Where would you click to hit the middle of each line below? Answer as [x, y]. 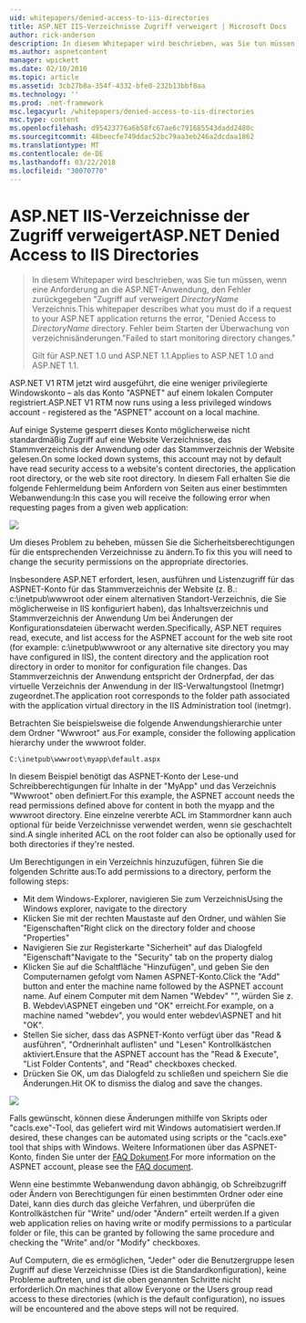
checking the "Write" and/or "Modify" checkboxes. [105, 1243]
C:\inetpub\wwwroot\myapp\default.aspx [85, 760]
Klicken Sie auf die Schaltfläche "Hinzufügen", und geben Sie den [146, 967]
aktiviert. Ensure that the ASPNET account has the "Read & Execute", [151, 1055]
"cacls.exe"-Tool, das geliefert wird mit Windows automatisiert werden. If [145, 1128]
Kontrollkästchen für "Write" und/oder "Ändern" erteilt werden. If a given [144, 1213]
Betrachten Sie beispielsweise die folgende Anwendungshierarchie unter [146, 723]
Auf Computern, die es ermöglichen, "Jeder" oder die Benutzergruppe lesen [152, 1260]
